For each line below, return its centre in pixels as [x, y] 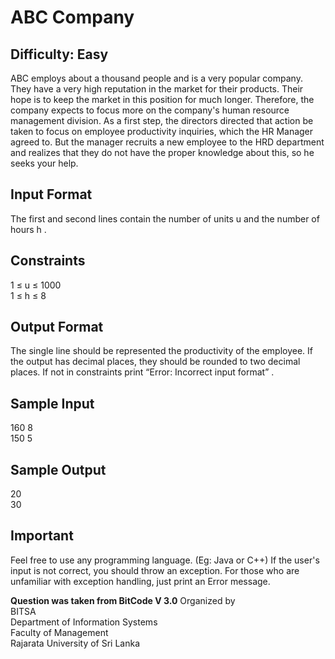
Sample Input [52, 403]
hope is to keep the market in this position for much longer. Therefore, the [162, 99]
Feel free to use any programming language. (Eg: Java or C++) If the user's [165, 560]
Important [42, 536]
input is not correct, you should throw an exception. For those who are [155, 570]
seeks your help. [44, 163]
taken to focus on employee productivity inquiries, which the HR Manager [162, 131]
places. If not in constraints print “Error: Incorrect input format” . [142, 372]
